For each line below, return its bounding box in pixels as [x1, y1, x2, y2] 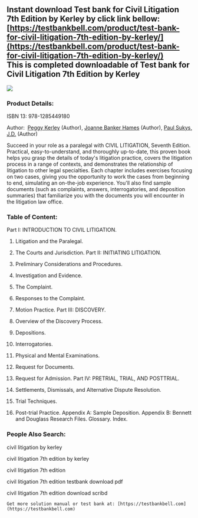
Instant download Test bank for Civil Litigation [6, 5, 179, 15]
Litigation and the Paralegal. [15, 238, 84, 245]
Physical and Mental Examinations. [15, 352, 100, 359]
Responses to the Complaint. [15, 295, 85, 302]
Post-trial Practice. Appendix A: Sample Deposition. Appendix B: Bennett [15, 409, 192, 417]
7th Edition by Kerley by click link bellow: [6, 14, 160, 24]
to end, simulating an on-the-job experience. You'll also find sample [6, 179, 171, 186]
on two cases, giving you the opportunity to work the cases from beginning [6, 173, 190, 181]
